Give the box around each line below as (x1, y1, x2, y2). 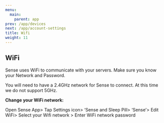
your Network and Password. (5, 72, 66, 78)
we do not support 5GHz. (5, 87, 58, 93)
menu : (5, 7, 17, 12)
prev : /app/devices (5, 21, 46, 26)
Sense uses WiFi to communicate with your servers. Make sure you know (5, 67, 157, 73)
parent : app (14, 16, 39, 21)
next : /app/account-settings (5, 26, 66, 31)
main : (10, 12, 22, 17)
